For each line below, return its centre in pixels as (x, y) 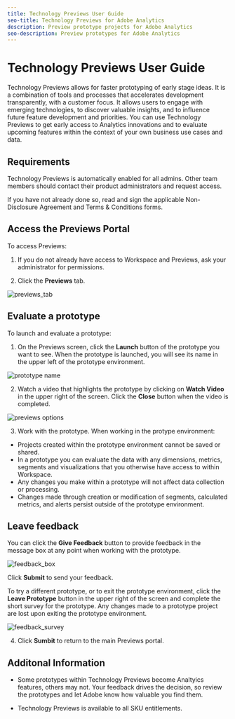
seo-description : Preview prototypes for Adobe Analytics (94, 33)
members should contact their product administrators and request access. (115, 186)
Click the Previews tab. (51, 281)
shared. (28, 452)
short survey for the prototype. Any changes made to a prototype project (113, 606)
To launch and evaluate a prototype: (59, 333)
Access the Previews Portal (69, 229)
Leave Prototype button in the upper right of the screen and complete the (114, 599)
